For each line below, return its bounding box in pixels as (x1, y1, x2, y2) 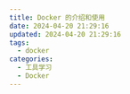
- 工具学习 (17, 64, 53, 73)
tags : (9, 38, 29, 47)
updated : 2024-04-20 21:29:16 (9, 30, 122, 38)
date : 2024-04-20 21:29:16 (9, 21, 110, 30)
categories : (9, 55, 53, 64)
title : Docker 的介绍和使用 (9, 13, 105, 22)
